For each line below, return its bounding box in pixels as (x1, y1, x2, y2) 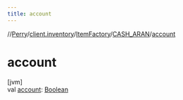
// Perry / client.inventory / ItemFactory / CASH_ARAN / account (7, 30, 176, 38)
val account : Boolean (7, 85, 69, 94)
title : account (7, 10, 52, 18)
